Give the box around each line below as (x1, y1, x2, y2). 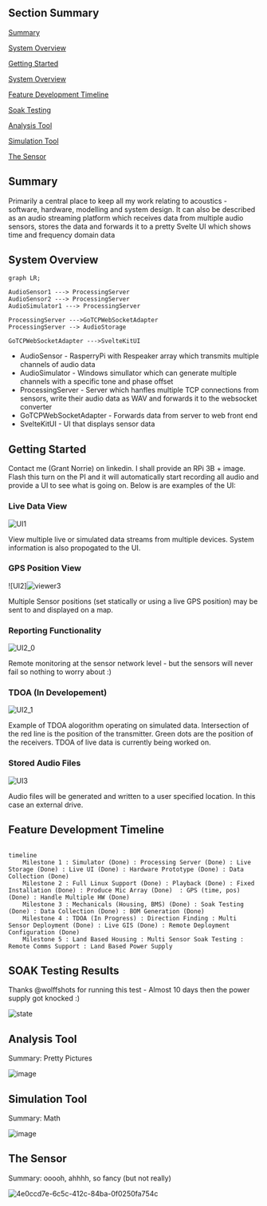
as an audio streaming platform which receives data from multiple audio (8, 213, 244, 222)
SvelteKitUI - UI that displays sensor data (19, 419, 155, 429)
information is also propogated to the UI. (8, 543, 141, 553)
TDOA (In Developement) (8, 687, 108, 698)
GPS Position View (8, 563, 82, 574)
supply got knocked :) (8, 993, 80, 1003)
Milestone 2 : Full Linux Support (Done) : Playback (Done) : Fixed (22, 879, 255, 887)
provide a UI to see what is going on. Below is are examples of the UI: (8, 481, 237, 490)
